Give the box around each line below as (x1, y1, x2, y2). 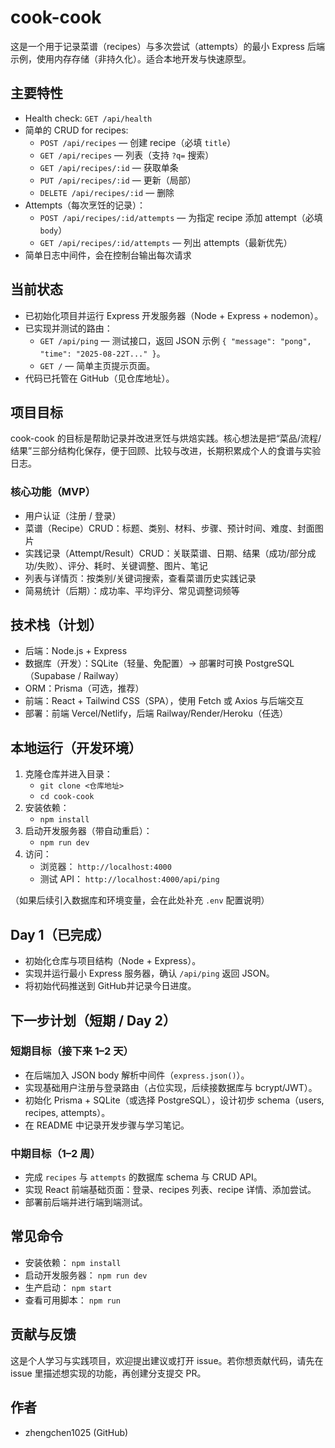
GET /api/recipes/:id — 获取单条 (39, 161, 179, 173)
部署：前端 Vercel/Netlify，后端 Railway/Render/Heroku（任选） (24, 707, 289, 720)
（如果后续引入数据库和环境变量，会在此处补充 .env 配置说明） (10, 894, 270, 906)
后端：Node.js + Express (24, 645, 128, 657)
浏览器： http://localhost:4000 (39, 861, 172, 873)
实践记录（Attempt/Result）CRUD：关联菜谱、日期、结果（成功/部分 (24, 547, 308, 559)
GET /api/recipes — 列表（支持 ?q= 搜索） (39, 149, 215, 161)
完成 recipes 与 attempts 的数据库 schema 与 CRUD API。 (24, 1171, 263, 1183)
